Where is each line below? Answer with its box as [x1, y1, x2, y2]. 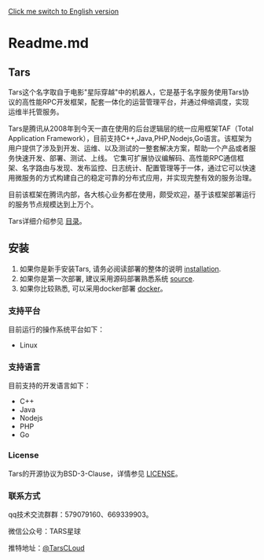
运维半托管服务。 [8, 107, 64, 117]
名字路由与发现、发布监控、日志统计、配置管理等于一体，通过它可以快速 [21, 163, 256, 172]
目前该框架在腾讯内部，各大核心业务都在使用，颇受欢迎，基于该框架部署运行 [8, 190, 256, 199]
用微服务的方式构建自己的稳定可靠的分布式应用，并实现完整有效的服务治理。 [8, 173, 256, 182]
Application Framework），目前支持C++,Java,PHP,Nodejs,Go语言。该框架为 [8, 134, 252, 143]
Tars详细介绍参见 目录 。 [8, 217, 86, 225]
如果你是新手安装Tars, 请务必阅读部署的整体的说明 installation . [19, 264, 222, 273]
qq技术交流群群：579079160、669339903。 [8, 510, 153, 519]
